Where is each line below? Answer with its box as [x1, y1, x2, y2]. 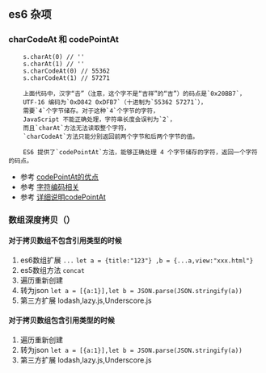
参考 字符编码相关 [19, 182, 79, 191]
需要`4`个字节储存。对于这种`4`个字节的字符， [23, 107, 159, 115]
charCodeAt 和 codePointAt [8, 34, 120, 45]
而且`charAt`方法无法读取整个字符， [23, 124, 131, 132]
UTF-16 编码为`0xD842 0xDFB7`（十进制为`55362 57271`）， [23, 98, 208, 107]
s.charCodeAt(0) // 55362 [23, 67, 111, 75]
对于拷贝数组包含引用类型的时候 [8, 316, 115, 325]
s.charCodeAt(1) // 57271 [23, 73, 111, 82]
